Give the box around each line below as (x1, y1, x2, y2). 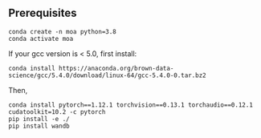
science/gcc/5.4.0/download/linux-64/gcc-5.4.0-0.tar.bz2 (8, 71, 206, 79)
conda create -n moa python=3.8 (8, 27, 116, 35)
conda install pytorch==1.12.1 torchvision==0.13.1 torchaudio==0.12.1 (8, 100, 253, 109)
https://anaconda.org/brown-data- (59, 64, 174, 72)
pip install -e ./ (8, 115, 70, 123)
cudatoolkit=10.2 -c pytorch (8, 108, 106, 116)
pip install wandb (8, 122, 70, 130)
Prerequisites (8, 6, 77, 20)
